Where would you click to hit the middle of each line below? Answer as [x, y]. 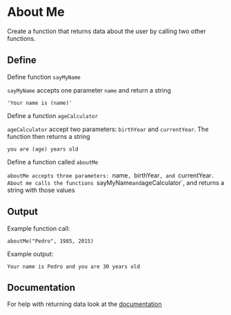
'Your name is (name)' [40, 103]
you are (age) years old [43, 149]
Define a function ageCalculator [53, 115]
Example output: [30, 254]
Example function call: [39, 228]
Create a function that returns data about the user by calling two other [107, 31]
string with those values [41, 190]
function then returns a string [49, 136]
